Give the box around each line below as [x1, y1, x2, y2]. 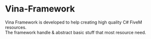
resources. [5, 24, 27, 30]
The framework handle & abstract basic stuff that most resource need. [5, 29, 146, 35]
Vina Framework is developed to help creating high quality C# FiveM [5, 19, 142, 25]
